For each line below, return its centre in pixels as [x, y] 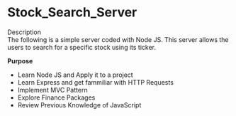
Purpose [20, 60]
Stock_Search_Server [72, 12]
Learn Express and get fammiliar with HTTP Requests [95, 82]
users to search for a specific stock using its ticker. [82, 47]
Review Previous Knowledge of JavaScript [79, 105]
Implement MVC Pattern [52, 90]
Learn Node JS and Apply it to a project [75, 75]
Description [24, 32]
